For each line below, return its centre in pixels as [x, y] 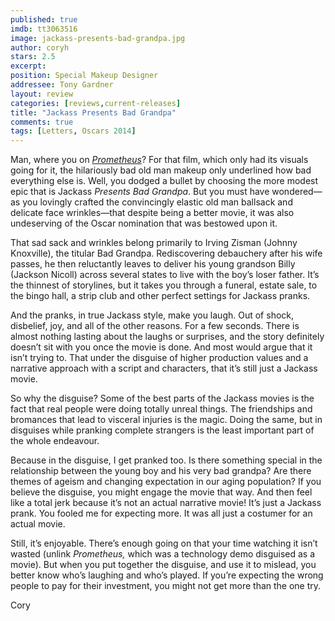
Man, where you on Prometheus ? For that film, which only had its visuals [159, 160]
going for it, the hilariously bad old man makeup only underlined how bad [161, 170]
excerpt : [28, 66]
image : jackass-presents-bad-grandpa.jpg [98, 38]
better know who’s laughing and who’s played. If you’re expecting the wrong [167, 575]
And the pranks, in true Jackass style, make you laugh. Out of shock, [152, 315]
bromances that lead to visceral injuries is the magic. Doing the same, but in [166, 420]
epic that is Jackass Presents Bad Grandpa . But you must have [140, 192]
